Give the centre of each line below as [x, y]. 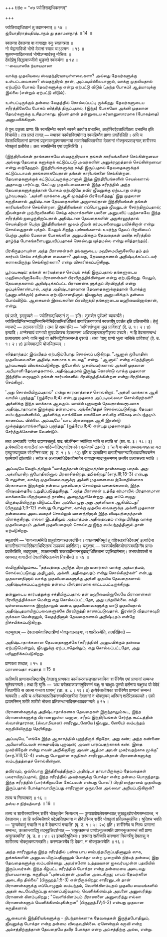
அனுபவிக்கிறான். [21, 119]
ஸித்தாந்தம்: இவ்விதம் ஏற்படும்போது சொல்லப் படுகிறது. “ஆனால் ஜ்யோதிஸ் [77, 354]
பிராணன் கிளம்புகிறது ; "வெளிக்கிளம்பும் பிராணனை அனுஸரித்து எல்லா [73, 896]
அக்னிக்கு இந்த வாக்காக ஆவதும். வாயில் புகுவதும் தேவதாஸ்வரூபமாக [72, 403]
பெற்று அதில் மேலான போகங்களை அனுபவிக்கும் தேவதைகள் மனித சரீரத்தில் [78, 235]
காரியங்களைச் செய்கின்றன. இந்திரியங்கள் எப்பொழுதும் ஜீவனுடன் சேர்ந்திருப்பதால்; [83, 207]
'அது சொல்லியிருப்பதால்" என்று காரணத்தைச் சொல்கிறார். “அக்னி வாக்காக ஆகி [82, 392]
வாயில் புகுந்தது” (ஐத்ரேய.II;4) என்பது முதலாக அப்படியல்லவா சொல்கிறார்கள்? [79, 397]
